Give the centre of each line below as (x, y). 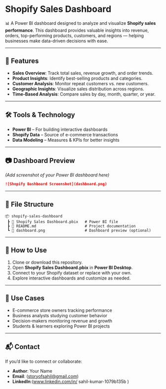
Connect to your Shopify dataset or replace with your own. (72, 273)
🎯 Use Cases (25, 298)
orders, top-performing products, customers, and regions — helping (75, 35)
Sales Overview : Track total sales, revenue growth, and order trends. (83, 73)
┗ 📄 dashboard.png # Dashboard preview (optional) (79, 231)
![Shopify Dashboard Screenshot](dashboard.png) (56, 184)
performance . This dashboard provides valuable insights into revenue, (77, 30)
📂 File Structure (29, 204)
